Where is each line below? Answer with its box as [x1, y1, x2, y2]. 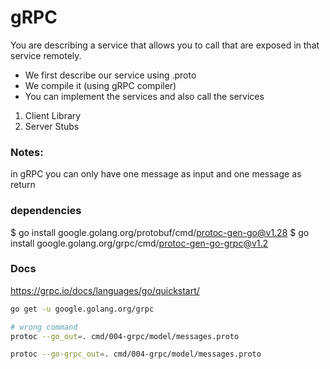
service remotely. [10, 49, 82, 61]
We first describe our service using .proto [24, 69, 197, 81]
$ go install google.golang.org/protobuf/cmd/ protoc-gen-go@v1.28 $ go [10, 226, 310, 238]
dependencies [10, 204, 82, 218]
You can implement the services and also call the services [24, 90, 265, 102]
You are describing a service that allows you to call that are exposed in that [10, 39, 320, 51]
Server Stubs [24, 120, 80, 132]
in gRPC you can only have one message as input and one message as [10, 168, 302, 180]
